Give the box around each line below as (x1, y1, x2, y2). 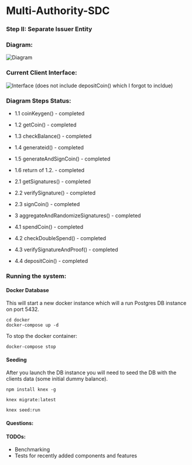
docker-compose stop (6, 344, 57, 350)
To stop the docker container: (6, 333, 77, 340)
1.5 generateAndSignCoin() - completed (14, 155, 111, 162)
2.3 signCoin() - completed (14, 201, 80, 207)
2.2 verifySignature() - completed (14, 189, 96, 196)
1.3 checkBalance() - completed (14, 133, 92, 139)
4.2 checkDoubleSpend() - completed (14, 235, 107, 241)
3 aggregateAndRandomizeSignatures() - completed (14, 212, 142, 219)
